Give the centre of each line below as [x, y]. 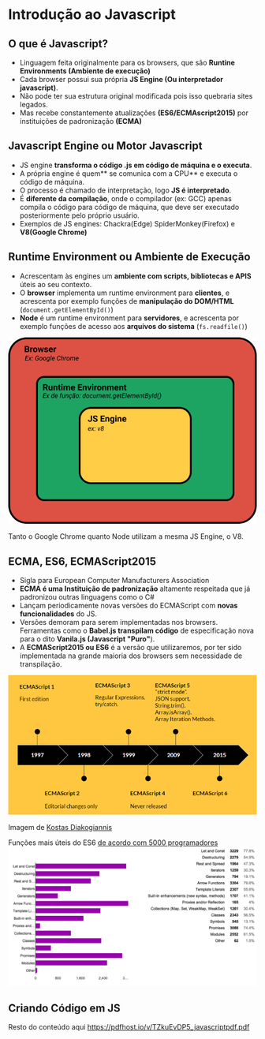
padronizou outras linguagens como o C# [87, 597]
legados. [34, 105]
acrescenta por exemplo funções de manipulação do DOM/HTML [127, 301]
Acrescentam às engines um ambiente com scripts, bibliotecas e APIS [135, 276]
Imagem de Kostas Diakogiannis [60, 828]
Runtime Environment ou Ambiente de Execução [129, 257]
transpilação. [41, 664]
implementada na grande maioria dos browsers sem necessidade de [131, 656]
